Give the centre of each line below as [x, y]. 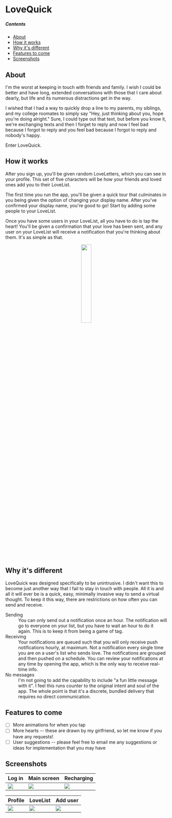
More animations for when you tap [49, 725]
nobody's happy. [23, 135]
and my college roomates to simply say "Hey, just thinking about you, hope [84, 113]
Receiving [16, 636]
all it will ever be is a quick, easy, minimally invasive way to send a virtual [82, 594]
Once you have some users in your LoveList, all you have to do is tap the [82, 221]
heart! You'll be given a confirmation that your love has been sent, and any [84, 226]
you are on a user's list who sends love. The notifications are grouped [92, 653]
